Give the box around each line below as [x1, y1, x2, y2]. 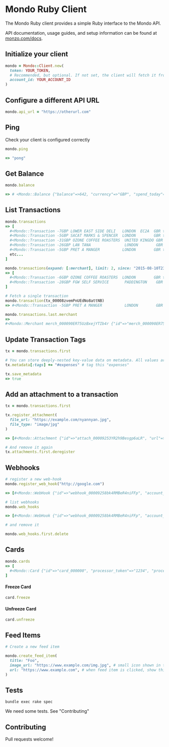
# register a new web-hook [5, 477, 62, 482]
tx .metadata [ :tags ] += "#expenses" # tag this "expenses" [5, 362, 129, 367]
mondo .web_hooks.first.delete [5, 531, 69, 537]
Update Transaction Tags [5, 335, 86, 344]
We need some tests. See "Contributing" [5, 708, 90, 714]
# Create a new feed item [5, 644, 59, 649]
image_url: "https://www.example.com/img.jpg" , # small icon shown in [10, 662, 161, 668]
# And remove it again [5, 445, 53, 450]
